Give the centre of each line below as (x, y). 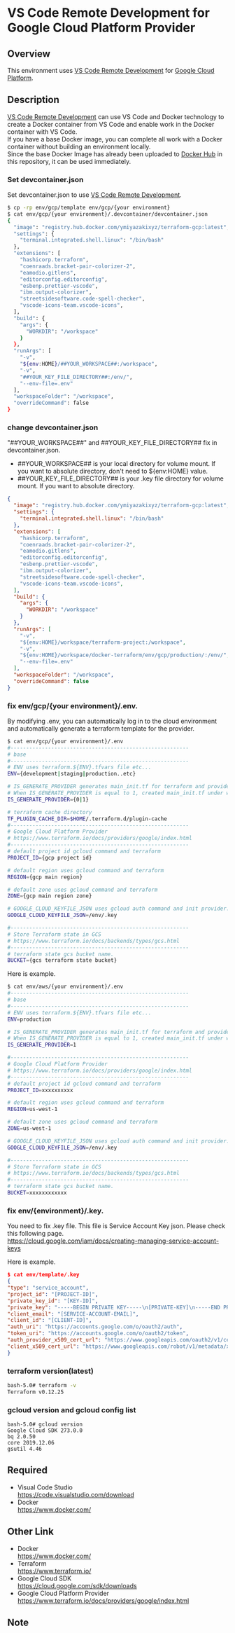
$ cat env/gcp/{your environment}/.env (65, 741)
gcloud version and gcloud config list (72, 1410)
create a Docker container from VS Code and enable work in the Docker (111, 124)
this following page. (36, 1234)
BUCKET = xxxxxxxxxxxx (37, 1193)
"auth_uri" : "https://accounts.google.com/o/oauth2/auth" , (95, 1327)
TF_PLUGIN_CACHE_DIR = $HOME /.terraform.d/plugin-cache (87, 819)
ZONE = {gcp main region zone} (50, 896)
